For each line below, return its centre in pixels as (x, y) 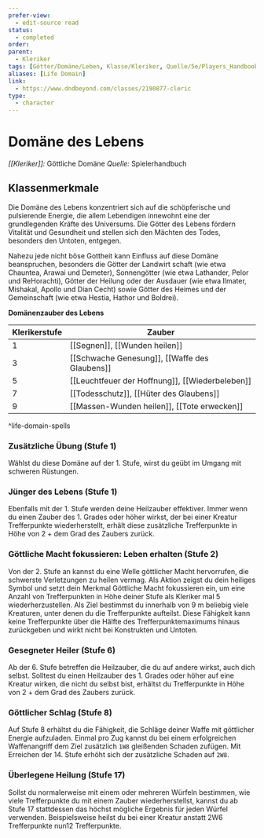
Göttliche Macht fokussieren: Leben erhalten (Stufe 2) (113, 554)
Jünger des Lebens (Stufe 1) (63, 492)
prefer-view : (29, 15)
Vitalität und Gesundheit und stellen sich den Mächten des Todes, (115, 232)
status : (21, 30)
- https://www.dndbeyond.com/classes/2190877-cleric (103, 88)
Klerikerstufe (37, 332)
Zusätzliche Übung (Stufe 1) (62, 446)
